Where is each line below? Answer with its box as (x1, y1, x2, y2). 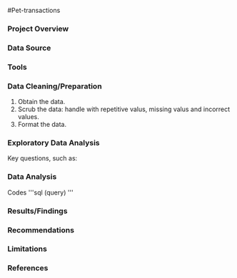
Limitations (7, 244, 48, 254)
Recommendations (7, 225, 75, 235)
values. (17, 113, 39, 121)
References (7, 263, 49, 273)
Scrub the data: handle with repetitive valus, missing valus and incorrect (17, 105, 231, 113)
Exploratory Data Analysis (7, 138, 100, 148)
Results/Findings (7, 206, 68, 216)
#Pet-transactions (7, 6, 61, 14)
